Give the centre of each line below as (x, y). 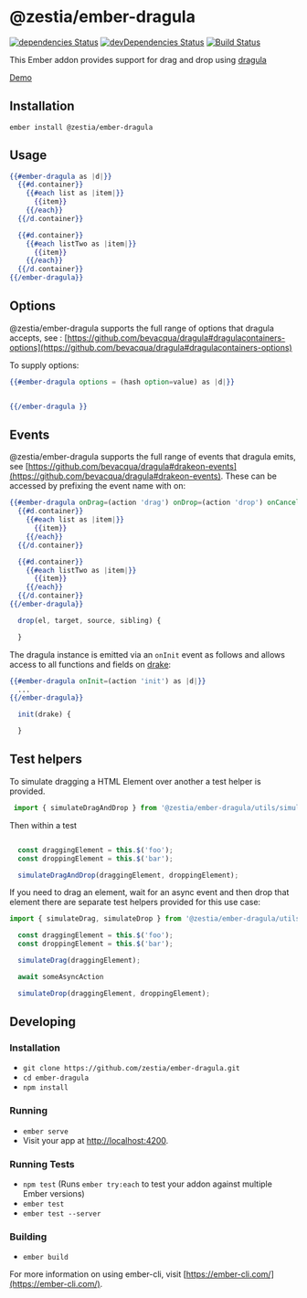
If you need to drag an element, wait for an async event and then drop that (149, 892)
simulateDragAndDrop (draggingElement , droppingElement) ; (128, 875)
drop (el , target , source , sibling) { (90, 620)
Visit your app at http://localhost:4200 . (95, 1140)
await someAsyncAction (61, 976)
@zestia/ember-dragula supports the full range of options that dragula (142, 328)
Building (28, 1237)
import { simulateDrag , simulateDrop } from (95, 919)
